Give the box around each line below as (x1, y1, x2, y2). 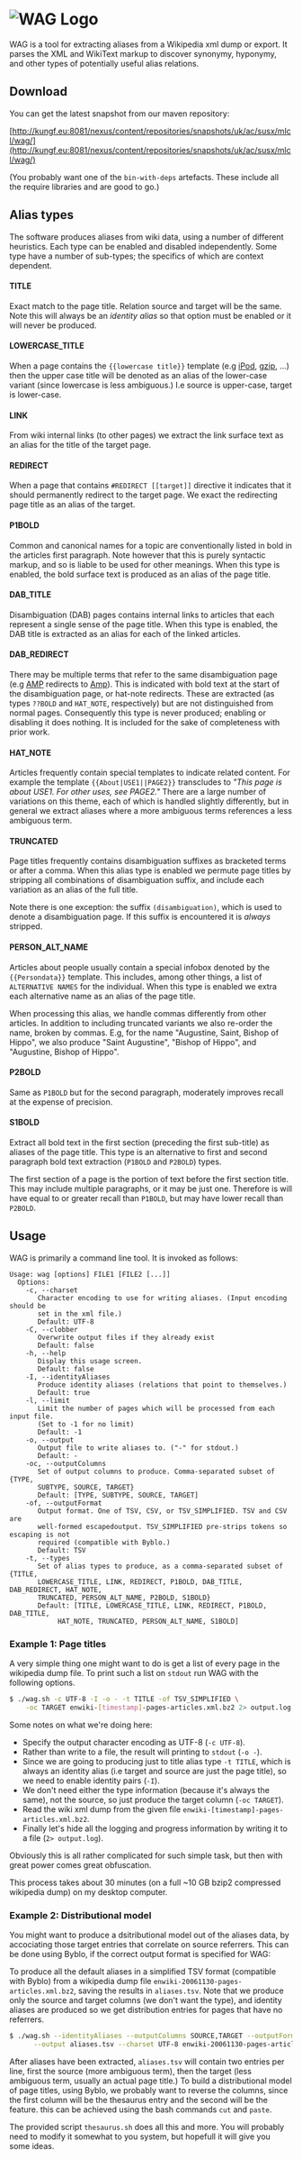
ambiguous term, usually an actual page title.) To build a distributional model (9, 2075, 292, 2086)
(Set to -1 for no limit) (37, 1419, 135, 1428)
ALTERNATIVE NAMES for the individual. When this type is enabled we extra (9, 980, 277, 991)
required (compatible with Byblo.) (37, 1537, 171, 1547)
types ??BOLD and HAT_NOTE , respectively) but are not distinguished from (9, 697, 274, 708)
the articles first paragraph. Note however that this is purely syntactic (9, 550, 266, 560)
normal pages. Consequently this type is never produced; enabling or (9, 707, 267, 718)
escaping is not (9, 1530, 70, 1539)
